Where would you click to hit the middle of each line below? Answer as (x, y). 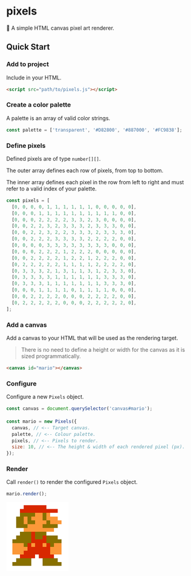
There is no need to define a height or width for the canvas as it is (103, 350)
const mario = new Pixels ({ (42, 421)
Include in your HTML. (34, 78)
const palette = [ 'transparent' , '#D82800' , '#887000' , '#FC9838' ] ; (94, 130)
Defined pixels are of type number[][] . (53, 158)
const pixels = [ (28, 200)
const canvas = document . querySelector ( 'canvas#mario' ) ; (79, 409)
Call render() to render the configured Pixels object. (72, 482)
